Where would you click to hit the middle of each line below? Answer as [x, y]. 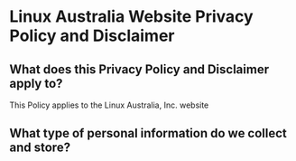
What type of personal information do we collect [148, 133]
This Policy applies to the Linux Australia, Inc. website [109, 105]
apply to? [36, 83]
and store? [40, 148]
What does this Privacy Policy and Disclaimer [139, 69]
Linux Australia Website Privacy [132, 17]
